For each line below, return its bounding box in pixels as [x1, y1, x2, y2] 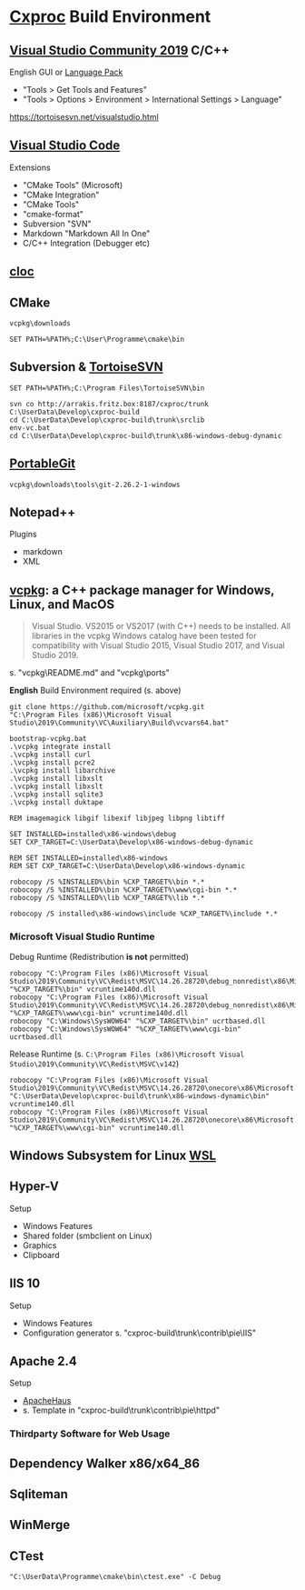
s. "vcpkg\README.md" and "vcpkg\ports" [9, 667, 170, 678]
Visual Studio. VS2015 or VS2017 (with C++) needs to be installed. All [31, 621, 290, 632]
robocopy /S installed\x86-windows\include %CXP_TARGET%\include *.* [9, 909, 279, 919]
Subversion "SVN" [22, 218, 92, 229]
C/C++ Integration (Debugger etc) [22, 237, 151, 248]
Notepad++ [9, 505, 76, 520]
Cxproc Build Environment [9, 6, 212, 27]
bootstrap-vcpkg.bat [9, 735, 88, 744]
